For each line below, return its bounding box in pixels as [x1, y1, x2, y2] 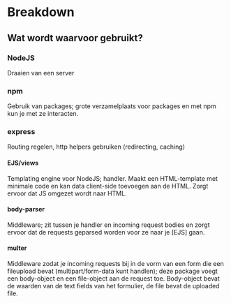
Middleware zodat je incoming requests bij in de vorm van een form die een [7, 260, 225, 268]
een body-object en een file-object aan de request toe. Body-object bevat [7, 274, 220, 283]
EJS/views [7, 158, 39, 168]
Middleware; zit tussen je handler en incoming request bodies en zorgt [7, 221, 210, 229]
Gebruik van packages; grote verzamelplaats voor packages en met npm [7, 102, 216, 110]
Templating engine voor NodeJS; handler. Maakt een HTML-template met [7, 174, 218, 182]
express [7, 127, 36, 137]
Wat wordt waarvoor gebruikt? [7, 32, 143, 44]
